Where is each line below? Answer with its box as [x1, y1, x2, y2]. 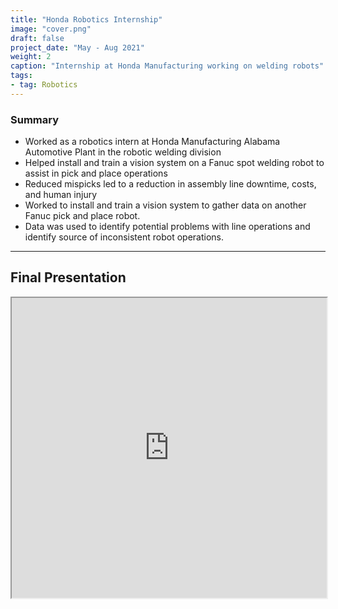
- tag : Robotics [10, 80, 78, 90]
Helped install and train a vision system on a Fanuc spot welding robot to [24, 157, 325, 169]
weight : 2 [10, 52, 52, 62]
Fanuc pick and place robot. [24, 210, 141, 222]
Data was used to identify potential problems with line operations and [24, 221, 311, 233]
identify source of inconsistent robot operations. [24, 231, 224, 243]
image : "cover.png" [10, 24, 92, 34]
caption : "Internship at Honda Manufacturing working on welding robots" [10, 61, 325, 71]
